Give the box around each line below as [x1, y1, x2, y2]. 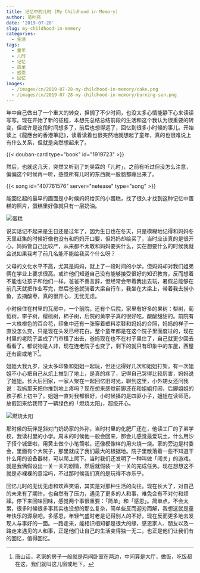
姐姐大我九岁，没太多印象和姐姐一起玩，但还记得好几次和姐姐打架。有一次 [6, 363, 189, 370]
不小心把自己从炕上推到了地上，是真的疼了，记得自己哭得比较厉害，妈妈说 [11, 370, 194, 377]
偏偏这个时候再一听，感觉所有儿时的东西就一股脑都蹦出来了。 [6, 171, 158, 178]
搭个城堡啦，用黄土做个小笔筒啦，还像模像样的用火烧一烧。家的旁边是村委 [11, 440, 194, 447]
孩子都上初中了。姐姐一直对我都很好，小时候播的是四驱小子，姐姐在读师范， [6, 392, 194, 399]
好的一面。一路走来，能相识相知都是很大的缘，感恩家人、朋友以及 [26, 520, 189, 527]
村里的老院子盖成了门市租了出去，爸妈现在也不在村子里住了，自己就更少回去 [6, 334, 194, 342]
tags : [6, 42, 20, 48]
